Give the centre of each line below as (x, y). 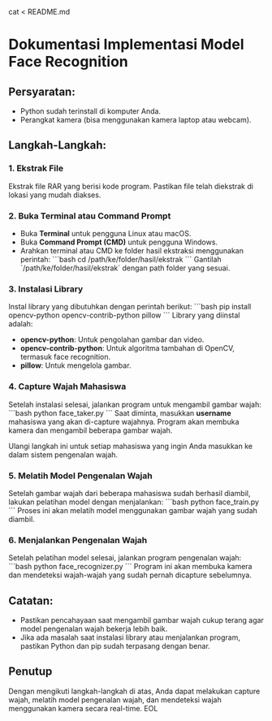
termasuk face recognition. (65, 357)
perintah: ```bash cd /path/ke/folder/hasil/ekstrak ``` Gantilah (121, 259)
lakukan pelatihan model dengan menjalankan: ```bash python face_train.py (134, 502)
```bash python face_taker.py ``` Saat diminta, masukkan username (120, 412)
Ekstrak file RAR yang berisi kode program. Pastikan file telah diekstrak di (131, 186)
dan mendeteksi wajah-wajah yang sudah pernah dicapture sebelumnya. (130, 575)
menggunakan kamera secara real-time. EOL (83, 708)
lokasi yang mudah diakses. (55, 195)
